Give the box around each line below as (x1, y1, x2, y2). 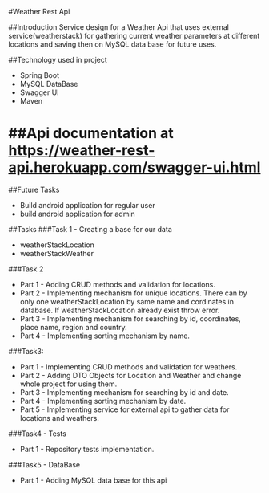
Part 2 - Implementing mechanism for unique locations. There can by (19, 288, 247, 298)
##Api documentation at (8, 124, 174, 143)
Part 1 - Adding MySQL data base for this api (19, 475, 167, 485)
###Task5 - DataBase (8, 459, 81, 469)
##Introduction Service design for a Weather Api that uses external (8, 22, 230, 31)
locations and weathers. (19, 413, 100, 422)
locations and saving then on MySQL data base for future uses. (8, 39, 217, 49)
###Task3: (8, 346, 44, 356)
